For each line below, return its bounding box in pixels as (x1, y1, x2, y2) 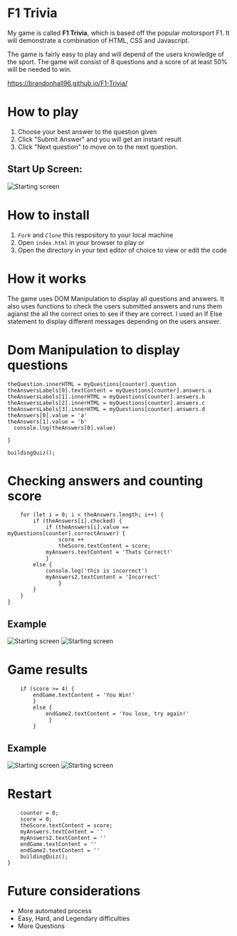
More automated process (17, 906, 93, 915)
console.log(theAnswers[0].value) (14, 424, 116, 432)
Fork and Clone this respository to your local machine (17, 230, 174, 239)
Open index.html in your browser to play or (17, 238, 144, 246)
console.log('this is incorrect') (45, 568, 148, 575)
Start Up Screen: (7, 163, 83, 175)
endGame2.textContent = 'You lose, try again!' (45, 710, 190, 717)
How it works (7, 271, 87, 286)
